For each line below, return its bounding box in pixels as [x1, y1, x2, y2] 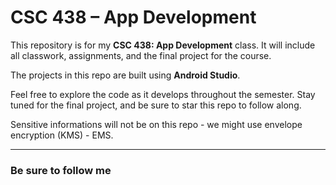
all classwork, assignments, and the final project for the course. [10, 49, 272, 61]
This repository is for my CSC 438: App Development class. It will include [10, 39, 316, 51]
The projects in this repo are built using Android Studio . [10, 69, 241, 81]
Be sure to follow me [10, 163, 112, 177]
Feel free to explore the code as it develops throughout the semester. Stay [10, 88, 316, 100]
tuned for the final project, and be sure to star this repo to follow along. [10, 99, 302, 111]
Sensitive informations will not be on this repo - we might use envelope [10, 118, 303, 130]
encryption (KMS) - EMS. [10, 129, 114, 141]
